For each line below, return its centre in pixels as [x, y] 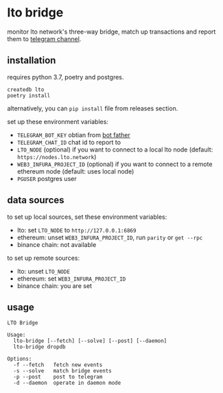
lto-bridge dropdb [40, 347]
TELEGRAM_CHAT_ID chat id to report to [69, 142]
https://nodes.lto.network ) [57, 156]
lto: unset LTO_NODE [44, 271]
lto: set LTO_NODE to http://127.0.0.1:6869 [77, 230]
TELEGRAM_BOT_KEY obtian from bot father [73, 134]
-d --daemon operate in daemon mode [67, 383]
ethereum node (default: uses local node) [75, 171]
